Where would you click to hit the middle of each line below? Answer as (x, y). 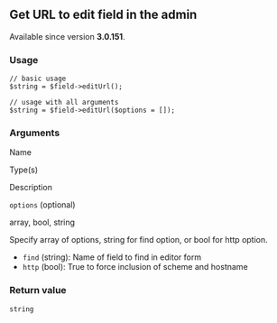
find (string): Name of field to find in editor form (111, 257)
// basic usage (38, 79)
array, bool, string (42, 222)
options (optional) (42, 205)
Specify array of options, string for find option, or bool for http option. (138, 240)
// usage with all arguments (64, 103)
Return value (38, 291)
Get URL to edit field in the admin (103, 15)
